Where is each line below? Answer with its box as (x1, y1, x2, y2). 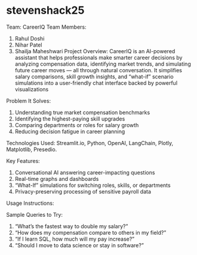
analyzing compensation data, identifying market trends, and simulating (14, 60, 191, 67)
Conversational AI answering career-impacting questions (14, 168, 155, 176)
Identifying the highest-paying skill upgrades (14, 115, 125, 122)
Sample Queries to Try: (6, 211, 63, 218)
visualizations (14, 85, 49, 93)
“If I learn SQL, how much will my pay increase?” (14, 235, 135, 242)
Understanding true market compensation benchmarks (14, 109, 150, 116)
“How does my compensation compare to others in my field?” (14, 229, 167, 236)
